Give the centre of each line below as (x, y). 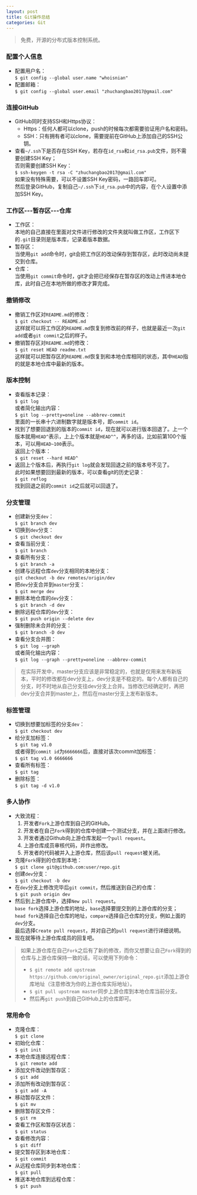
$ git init (28, 1050)
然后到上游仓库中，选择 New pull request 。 (67, 901)
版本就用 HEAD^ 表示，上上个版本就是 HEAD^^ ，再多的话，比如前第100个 (98, 436)
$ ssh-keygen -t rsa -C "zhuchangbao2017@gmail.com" (81, 172)
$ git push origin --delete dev (54, 619)
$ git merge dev (34, 592)
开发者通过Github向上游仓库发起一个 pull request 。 (86, 838)
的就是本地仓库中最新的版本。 (51, 364)
